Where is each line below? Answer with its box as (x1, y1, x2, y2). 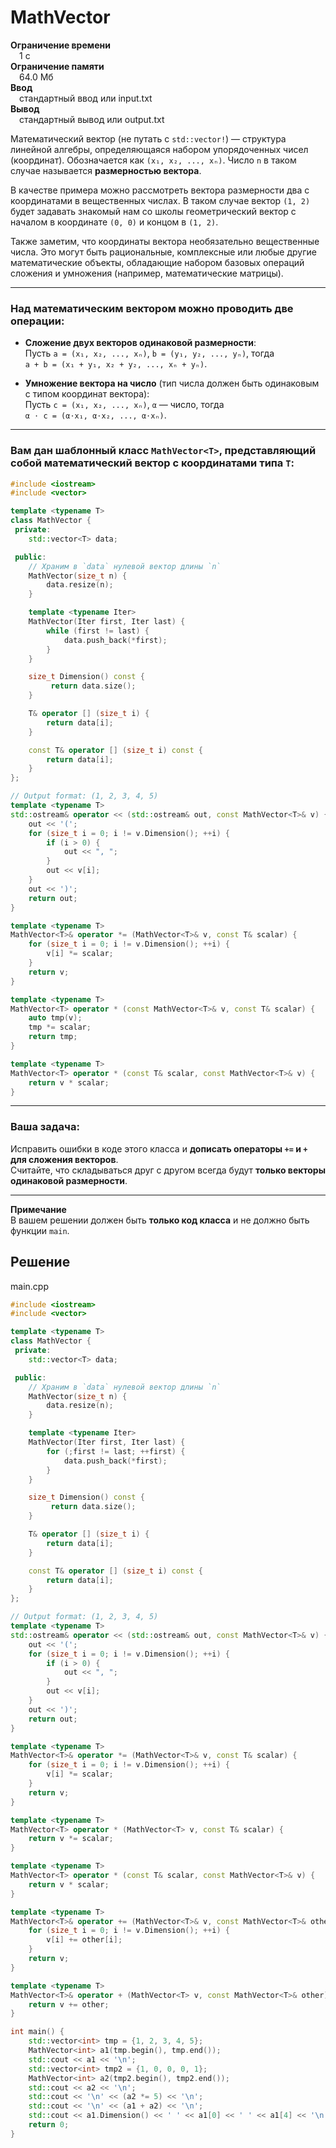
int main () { (10, 2027, 65, 2037)
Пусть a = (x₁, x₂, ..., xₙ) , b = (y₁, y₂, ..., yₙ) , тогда (24, 347, 275, 360)
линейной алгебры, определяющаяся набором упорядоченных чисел (10, 143, 309, 155)
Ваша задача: (10, 1120, 80, 1134)
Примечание (10, 1203, 67, 1215)
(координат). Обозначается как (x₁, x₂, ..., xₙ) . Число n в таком (10, 154, 297, 166)
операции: (10, 314, 65, 328)
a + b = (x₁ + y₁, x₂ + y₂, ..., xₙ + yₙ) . (24, 358, 208, 370)
